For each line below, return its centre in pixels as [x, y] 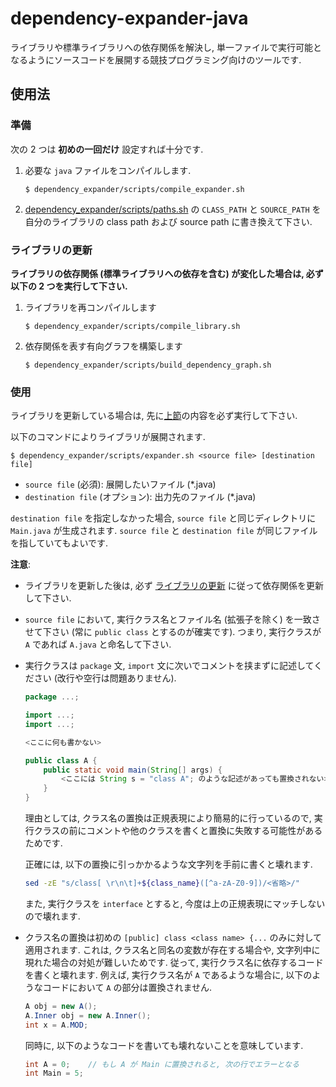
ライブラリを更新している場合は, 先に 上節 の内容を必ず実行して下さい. [154, 416]
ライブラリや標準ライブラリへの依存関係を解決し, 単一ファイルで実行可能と [166, 47]
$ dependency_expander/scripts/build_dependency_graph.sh [148, 365]
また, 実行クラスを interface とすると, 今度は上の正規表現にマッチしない [175, 903]
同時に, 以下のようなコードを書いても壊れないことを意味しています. [164, 1045]
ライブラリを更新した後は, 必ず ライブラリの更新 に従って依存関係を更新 [174, 586]
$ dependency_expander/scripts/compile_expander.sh [134, 189]
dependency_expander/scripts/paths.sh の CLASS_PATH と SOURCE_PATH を [173, 209]
